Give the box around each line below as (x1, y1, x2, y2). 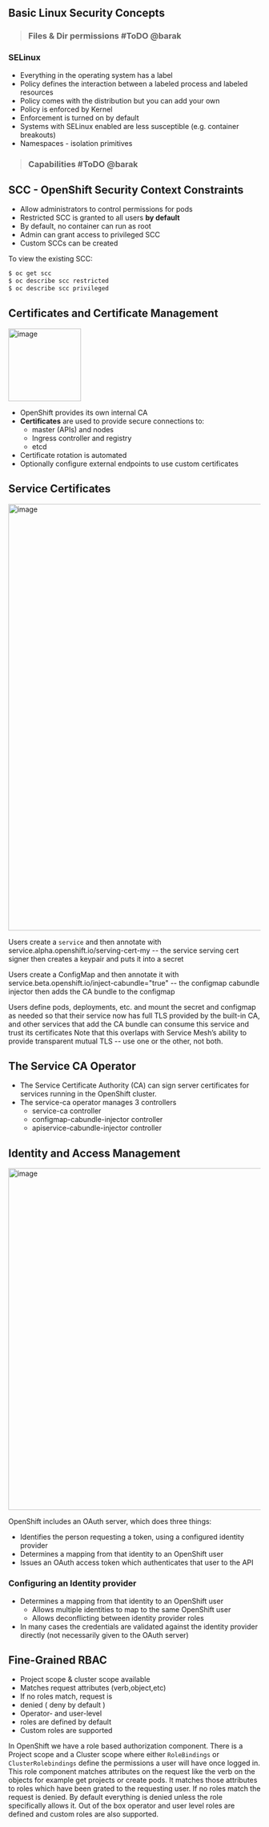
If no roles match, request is (19, 1691, 113, 1701)
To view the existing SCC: (8, 254, 94, 264)
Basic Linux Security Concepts (8, 6, 166, 20)
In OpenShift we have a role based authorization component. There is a (8, 1741, 243, 1751)
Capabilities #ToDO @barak (27, 158, 139, 169)
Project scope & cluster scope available (19, 1675, 151, 1684)
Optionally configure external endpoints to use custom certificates (19, 459, 239, 468)
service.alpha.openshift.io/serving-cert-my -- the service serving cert (8, 946, 239, 955)
